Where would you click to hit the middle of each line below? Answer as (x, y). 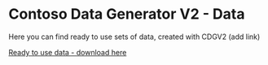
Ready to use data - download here (68, 52)
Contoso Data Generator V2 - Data (127, 14)
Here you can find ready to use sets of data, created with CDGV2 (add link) (134, 37)
